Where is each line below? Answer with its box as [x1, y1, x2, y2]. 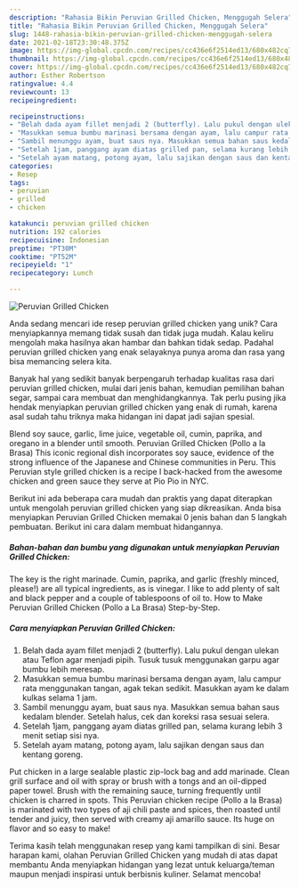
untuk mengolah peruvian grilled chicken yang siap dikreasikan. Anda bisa [9, 502, 282, 513]
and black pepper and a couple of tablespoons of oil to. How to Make [9, 592, 263, 603]
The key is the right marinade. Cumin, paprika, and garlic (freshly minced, [9, 574, 279, 584]
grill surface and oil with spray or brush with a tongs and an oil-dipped [9, 776, 267, 786]
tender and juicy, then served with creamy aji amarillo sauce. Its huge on [9, 813, 275, 824]
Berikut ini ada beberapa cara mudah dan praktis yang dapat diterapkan [9, 493, 273, 503]
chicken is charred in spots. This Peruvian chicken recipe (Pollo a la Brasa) [9, 794, 283, 805]
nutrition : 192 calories [9, 227, 101, 236]
